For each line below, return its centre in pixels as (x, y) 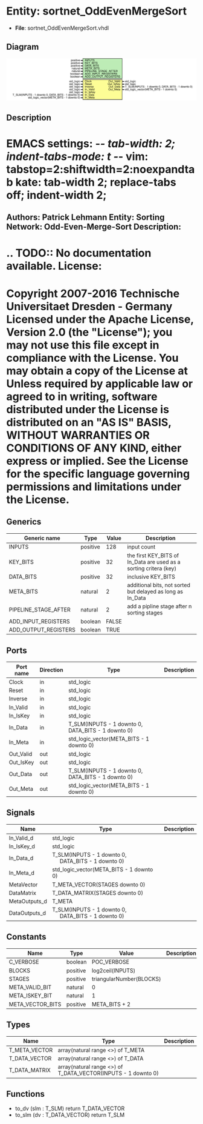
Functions (26, 1094)
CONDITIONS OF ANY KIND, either (94, 448)
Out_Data (20, 774)
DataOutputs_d (27, 913)
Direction (51, 670)
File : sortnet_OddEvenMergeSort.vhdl (62, 28)
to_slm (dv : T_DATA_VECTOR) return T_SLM (70, 1115)
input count (141, 547)
